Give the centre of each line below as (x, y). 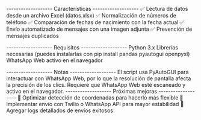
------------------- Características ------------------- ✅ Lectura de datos (97, 9)
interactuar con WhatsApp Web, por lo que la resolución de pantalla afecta (99, 78)
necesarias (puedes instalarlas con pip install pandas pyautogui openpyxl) (98, 54)
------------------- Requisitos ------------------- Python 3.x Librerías (92, 47)
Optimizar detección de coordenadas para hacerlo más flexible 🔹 (103, 98)
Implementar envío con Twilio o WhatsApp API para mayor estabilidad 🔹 (95, 104)
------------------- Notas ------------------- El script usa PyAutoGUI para (97, 72)
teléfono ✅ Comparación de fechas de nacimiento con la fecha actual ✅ (95, 22)
